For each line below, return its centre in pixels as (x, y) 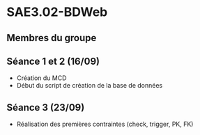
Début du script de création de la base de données (90, 86)
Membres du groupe (52, 38)
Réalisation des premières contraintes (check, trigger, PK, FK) (105, 124)
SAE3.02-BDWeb (57, 12)
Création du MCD (41, 78)
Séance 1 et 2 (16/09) (53, 61)
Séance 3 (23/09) (46, 108)
